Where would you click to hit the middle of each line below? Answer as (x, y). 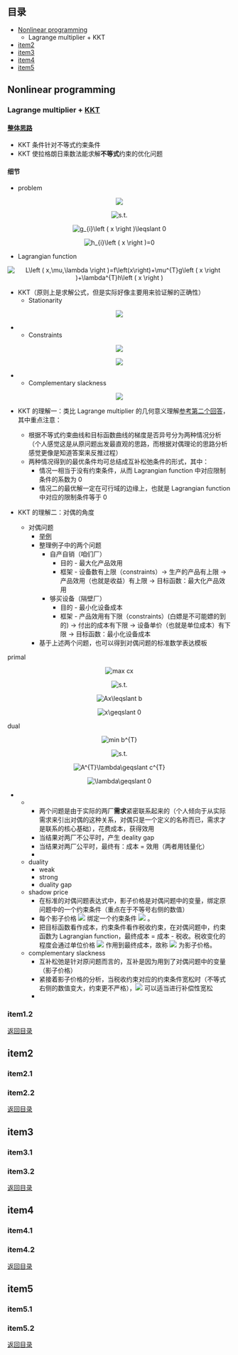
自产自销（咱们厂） (78, 554)
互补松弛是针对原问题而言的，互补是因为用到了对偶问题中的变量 (132, 961)
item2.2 (21, 1093)
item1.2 (20, 1014)
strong (48, 877)
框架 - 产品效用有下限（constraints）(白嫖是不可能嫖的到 (143, 616)
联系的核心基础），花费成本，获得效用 (100, 828)
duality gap (55, 884)
